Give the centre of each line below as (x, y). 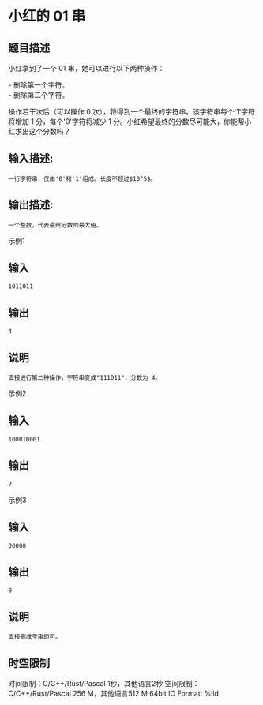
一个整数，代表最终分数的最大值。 (55, 225)
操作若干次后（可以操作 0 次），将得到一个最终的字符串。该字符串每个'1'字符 (131, 112)
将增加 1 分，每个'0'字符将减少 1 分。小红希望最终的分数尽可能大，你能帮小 (130, 122)
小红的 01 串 (47, 16)
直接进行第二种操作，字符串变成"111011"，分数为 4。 (85, 378)
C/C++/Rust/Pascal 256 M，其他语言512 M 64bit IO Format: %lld (114, 693)
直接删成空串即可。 (35, 637)
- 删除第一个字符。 (39, 85)
